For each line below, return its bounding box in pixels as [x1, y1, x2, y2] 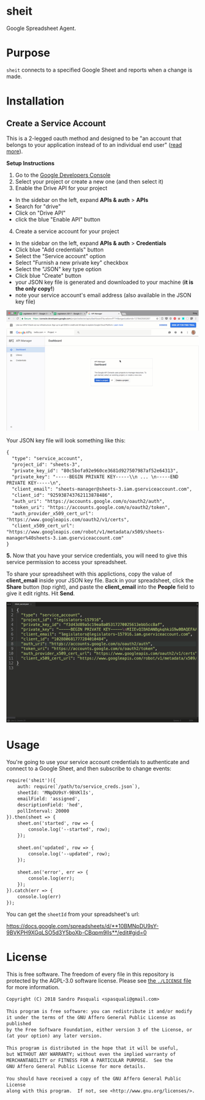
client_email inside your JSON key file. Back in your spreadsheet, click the [6, 576, 194, 584]
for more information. [6, 983, 60, 990]
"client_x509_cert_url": [12, 522, 75, 529]
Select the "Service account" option [15, 252, 106, 259]
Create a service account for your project [15, 228, 120, 235]
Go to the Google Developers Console [15, 171, 111, 179]
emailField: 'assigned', [17, 795, 81, 802]
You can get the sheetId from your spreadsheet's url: [6, 910, 140, 918]
